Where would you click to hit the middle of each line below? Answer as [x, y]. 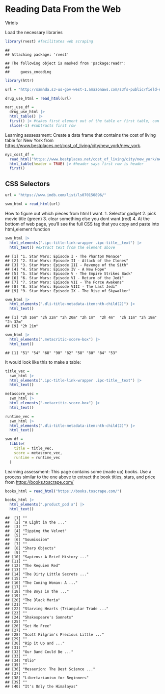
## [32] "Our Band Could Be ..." [39, 652]
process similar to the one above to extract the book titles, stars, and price [80, 477]
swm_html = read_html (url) [33, 204]
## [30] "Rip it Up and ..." [35, 643]
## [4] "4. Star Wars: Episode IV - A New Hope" [56, 269]
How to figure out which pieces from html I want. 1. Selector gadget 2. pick [81, 213]
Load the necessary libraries [34, 32]
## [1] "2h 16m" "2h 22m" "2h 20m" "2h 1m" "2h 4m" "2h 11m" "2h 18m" [81, 318]
